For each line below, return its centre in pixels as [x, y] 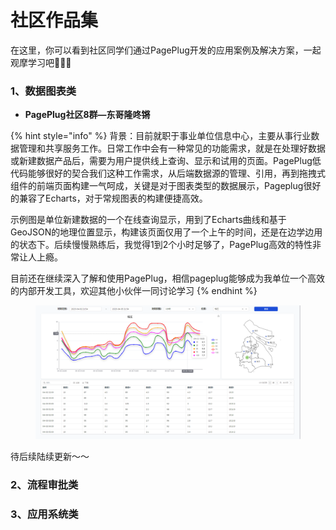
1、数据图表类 [43, 91]
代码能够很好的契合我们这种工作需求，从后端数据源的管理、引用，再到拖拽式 [168, 173]
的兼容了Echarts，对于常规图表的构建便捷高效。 [109, 198]
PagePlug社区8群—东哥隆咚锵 [87, 115]
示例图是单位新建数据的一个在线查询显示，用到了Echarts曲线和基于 [148, 220]
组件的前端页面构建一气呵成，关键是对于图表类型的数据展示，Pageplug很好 [166, 186]
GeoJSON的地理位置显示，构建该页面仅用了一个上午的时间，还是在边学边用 [166, 232]
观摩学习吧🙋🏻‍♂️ [41, 62]
